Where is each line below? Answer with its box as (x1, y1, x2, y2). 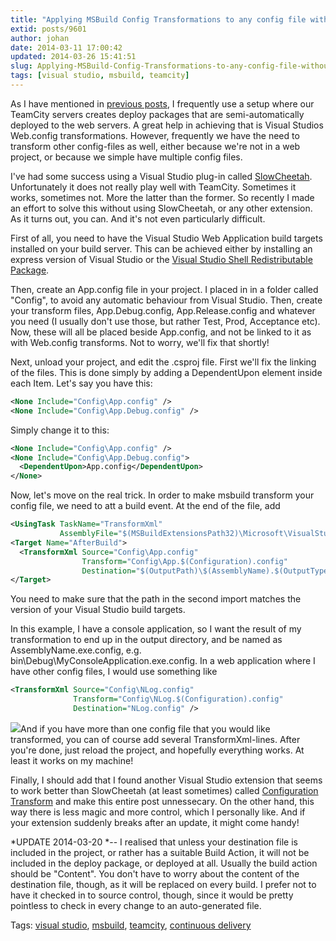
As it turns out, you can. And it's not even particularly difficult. (10, 212, 266, 225)
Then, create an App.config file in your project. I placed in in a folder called (10, 283, 319, 295)
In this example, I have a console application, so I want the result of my (10, 623, 302, 635)
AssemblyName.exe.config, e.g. (10, 644, 142, 656)
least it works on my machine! (10, 754, 134, 766)
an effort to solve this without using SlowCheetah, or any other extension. (10, 202, 313, 214)
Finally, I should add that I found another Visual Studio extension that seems (10, 774, 323, 786)
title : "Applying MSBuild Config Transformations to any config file (10, 14, 307, 25)
